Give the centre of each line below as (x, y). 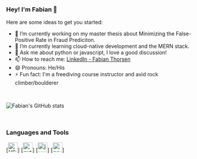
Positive (24, 40)
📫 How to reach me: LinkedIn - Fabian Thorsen (72, 59)
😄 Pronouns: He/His (40, 68)
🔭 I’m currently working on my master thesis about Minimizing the (95, 34)
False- (184, 34)
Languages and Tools (38, 132)
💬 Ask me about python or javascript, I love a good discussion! (91, 53)
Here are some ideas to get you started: (55, 22)
